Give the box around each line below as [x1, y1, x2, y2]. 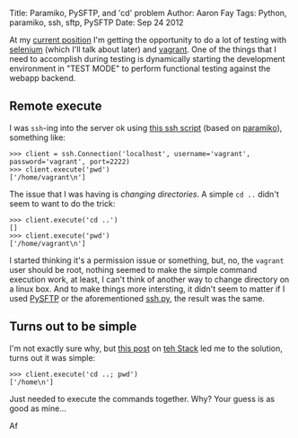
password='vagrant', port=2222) [9, 157, 130, 166]
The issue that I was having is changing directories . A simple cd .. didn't [9, 188, 280, 199]
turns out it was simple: [9, 352, 96, 363]
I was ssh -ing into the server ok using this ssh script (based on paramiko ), [9, 122, 283, 133]
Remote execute [9, 99, 102, 114]
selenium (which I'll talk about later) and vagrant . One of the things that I [9, 44, 276, 55]
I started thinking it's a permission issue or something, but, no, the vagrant [9, 255, 285, 266]
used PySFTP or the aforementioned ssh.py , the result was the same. [9, 293, 266, 303]
